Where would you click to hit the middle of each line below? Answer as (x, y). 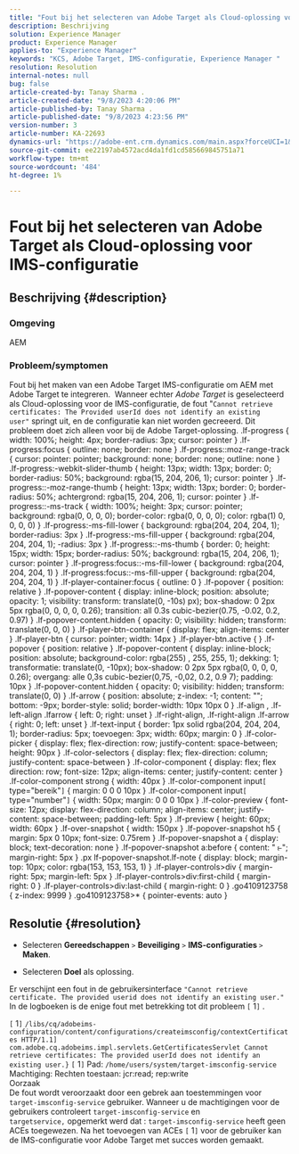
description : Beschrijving (59, 26)
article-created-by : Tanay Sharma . (77, 92)
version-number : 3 (43, 126)
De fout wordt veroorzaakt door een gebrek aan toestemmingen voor (136, 1092)
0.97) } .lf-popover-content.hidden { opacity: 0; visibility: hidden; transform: (148, 620)
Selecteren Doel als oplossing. (78, 972)
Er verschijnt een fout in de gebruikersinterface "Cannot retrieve (129, 989)
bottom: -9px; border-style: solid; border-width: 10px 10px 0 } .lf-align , (139, 705)
